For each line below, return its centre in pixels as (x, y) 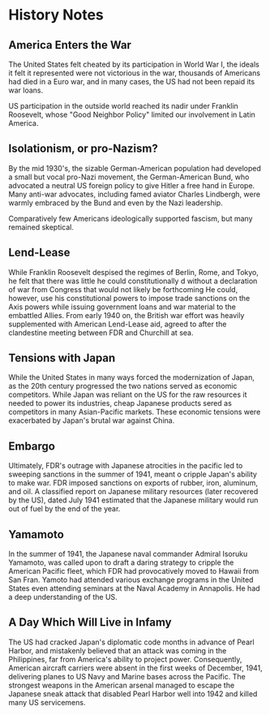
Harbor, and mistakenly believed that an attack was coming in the (118, 650)
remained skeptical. (41, 227)
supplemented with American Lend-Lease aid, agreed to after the (118, 324)
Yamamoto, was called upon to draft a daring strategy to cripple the (121, 562)
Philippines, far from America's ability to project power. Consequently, (125, 659)
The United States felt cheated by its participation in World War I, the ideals (134, 64)
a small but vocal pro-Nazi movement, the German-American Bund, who (129, 177)
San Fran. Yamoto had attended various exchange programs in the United (131, 580)
